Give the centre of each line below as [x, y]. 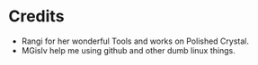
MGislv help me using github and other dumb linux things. [128, 50]
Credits [36, 16]
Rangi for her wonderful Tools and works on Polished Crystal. [135, 41]
